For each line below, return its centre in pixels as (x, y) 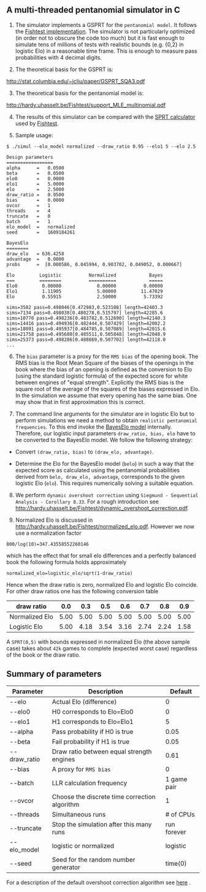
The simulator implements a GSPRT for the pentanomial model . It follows (106, 25)
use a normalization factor (48, 533)
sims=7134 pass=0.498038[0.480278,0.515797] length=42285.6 (85, 313)
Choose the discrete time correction (104, 796)
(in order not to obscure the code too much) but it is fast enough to (100, 38)
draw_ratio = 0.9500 (35, 195)
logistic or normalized (83, 845)
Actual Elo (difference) (84, 701)
